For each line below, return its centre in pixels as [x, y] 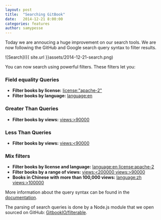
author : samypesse [24, 28]
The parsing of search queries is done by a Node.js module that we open [80, 207]
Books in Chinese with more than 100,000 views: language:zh [77, 177]
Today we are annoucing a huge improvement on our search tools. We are [80, 42]
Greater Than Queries [32, 109]
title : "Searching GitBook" [35, 14]
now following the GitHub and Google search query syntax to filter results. [81, 48]
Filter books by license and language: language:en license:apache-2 [83, 167]
